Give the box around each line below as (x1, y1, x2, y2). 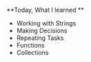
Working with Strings (16, 19, 77, 27)
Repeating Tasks (16, 34, 64, 42)
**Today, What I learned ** (6, 6, 84, 14)
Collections (16, 48, 49, 56)
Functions (16, 41, 45, 49)
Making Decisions (16, 27, 68, 34)
